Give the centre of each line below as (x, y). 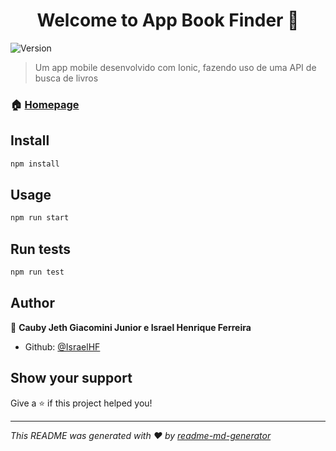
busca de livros (66, 78)
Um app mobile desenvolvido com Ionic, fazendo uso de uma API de (175, 67)
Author (32, 303)
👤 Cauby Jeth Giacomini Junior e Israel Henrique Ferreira (131, 327)
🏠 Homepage (45, 104)
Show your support (71, 378)
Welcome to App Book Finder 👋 (168, 20)
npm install (35, 164)
